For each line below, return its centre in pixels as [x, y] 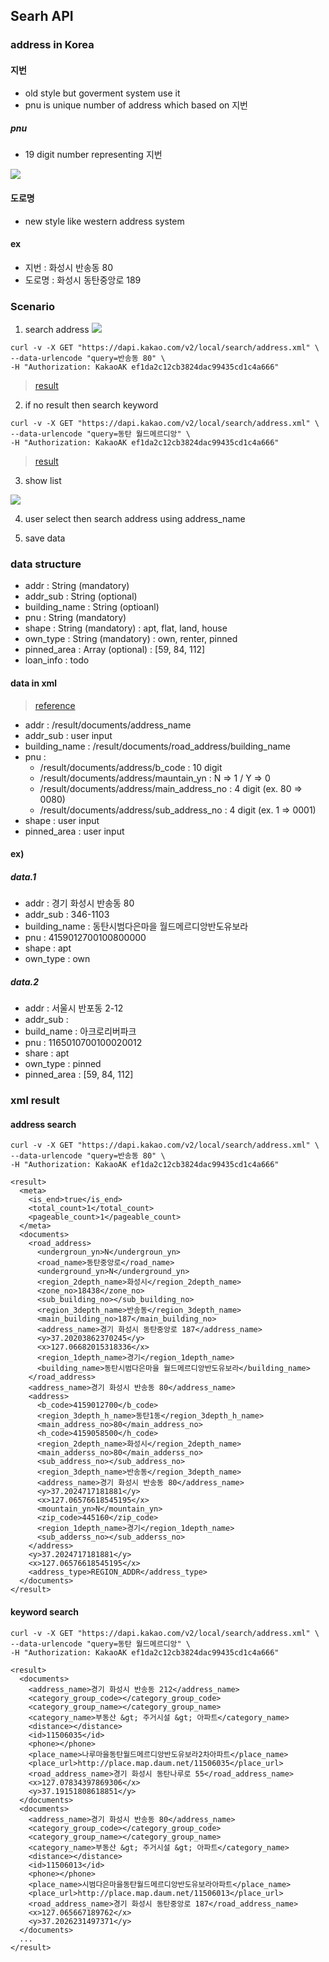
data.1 [23, 876]
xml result [35, 1101]
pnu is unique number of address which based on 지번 [136, 105]
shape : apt [48, 948]
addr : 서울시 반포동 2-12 [74, 1008]
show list [43, 481]
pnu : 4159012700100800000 [85, 938]
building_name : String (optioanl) [92, 607]
